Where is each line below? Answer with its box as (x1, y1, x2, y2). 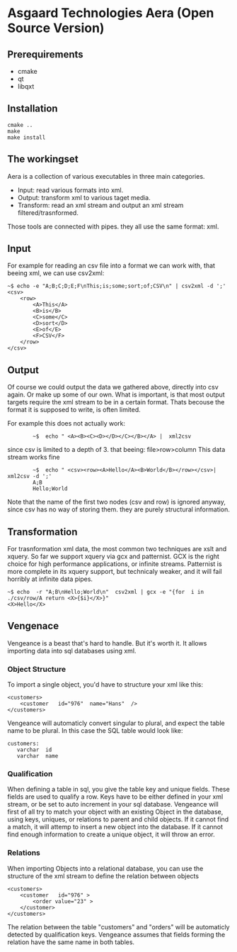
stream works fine (7, 453, 60, 462)
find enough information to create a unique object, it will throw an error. (7, 830, 216, 838)
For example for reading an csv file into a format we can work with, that (7, 261, 216, 270)
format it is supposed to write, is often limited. (7, 406, 141, 414)
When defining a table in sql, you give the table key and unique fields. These (7, 785, 230, 794)
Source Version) (7, 20, 105, 36)
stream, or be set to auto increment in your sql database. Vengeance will (7, 800, 219, 809)
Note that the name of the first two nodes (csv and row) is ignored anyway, (7, 498, 226, 507)
